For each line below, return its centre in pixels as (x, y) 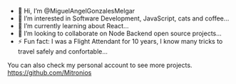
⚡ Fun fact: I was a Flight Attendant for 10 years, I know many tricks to (120, 41)
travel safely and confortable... (63, 52)
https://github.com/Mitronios (50, 73)
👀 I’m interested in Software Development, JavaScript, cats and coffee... (123, 18)
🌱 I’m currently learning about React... (73, 26)
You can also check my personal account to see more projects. (100, 65)
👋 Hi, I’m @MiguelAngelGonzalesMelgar (76, 11)
